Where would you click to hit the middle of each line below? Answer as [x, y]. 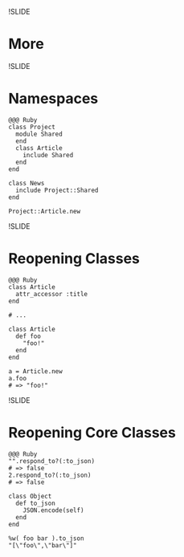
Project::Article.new [45, 211]
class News [27, 183]
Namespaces [53, 99]
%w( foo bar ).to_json [46, 538]
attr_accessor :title [52, 294]
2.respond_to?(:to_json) [50, 475]
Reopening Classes [74, 259]
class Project [32, 127]
